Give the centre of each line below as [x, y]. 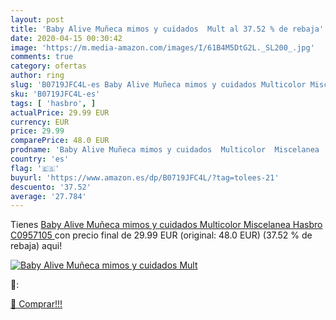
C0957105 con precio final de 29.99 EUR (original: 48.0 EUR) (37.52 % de [161, 235]
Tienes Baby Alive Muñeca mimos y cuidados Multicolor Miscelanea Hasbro [166, 225]
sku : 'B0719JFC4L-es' [55, 94]
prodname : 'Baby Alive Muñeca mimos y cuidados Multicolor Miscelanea [165, 150]
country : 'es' [40, 159]
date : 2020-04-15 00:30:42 [66, 38]
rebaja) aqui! [36, 246]
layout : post [37, 19]
